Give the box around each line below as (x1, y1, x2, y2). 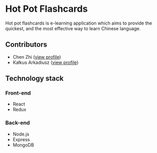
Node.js (12, 131, 30, 137)
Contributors (5, 40, 48, 49)
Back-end (5, 119, 30, 126)
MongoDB (12, 142, 34, 148)
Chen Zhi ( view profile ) (12, 54, 61, 60)
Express (12, 136, 30, 142)
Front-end (5, 90, 31, 97)
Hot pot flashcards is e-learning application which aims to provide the (5, 20, 152, 26)
